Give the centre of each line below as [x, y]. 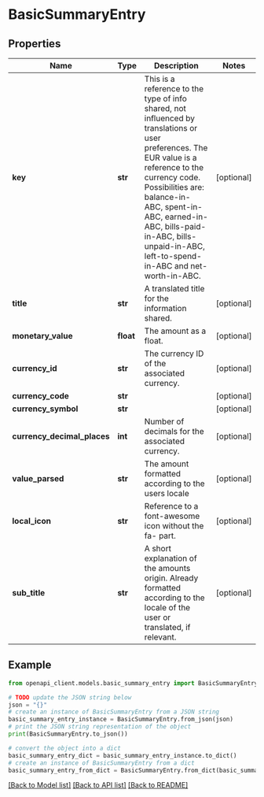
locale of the [167, 608]
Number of [164, 421]
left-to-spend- [173, 256]
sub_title [29, 593]
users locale [167, 493]
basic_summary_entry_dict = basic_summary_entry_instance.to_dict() [123, 755]
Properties [35, 44]
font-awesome [172, 516]
